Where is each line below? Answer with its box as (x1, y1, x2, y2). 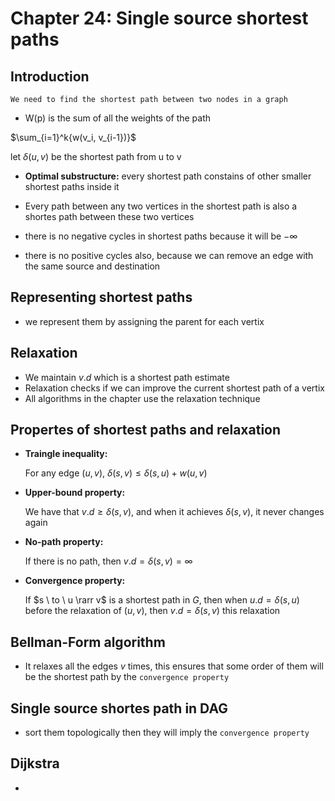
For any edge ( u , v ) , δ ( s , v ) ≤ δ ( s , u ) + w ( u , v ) (24, 467, 208, 479)
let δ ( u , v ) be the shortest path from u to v (10, 151, 182, 162)
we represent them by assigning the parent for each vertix (24, 315, 265, 327)
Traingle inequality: (24, 448, 108, 460)
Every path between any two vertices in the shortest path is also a (24, 200, 298, 212)
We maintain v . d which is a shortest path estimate (24, 371, 230, 383)
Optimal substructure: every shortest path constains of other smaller (24, 170, 312, 182)
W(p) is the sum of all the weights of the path (24, 112, 212, 124)
